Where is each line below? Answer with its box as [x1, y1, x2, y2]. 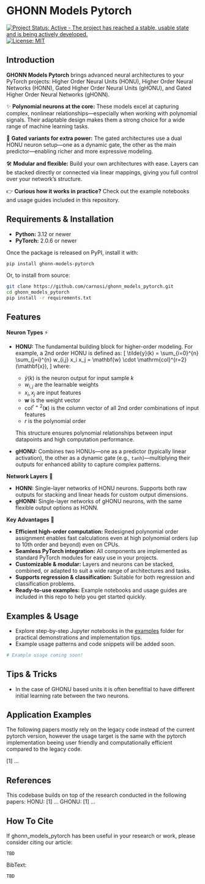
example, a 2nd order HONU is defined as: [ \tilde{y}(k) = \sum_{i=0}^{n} [15, 349, 199, 357]
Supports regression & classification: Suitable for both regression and [15, 573, 195, 581]
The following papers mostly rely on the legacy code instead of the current [6, 726, 195, 734]
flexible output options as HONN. [15, 504, 99, 511]
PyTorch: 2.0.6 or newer [15, 237, 78, 244]
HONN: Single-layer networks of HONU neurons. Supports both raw [15, 484, 187, 492]
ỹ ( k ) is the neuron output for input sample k [24, 374, 134, 381]
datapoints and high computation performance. [15, 436, 135, 443]
